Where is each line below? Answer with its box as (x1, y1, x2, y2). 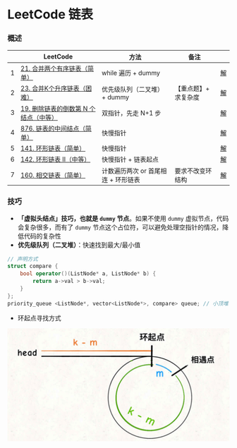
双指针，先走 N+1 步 (102, 109, 162, 117)
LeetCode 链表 (7, 6, 94, 23)
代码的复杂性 (23, 231, 61, 240)
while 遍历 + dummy (102, 68, 161, 78)
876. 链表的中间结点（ (20, 124, 86, 133)
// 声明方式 (7, 255, 39, 262)
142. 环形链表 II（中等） (20, 155, 91, 164)
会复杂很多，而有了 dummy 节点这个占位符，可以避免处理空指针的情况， (17, 223, 223, 231)
